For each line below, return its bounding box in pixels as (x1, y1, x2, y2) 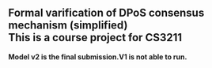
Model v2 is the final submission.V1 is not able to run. (8, 51, 187, 62)
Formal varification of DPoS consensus (8, 6, 205, 20)
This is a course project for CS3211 (8, 31, 183, 44)
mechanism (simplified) (8, 19, 128, 32)
